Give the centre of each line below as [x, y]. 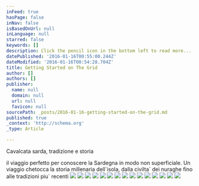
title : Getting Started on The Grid [52, 67]
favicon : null [29, 106]
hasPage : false [25, 17]
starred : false [25, 40]
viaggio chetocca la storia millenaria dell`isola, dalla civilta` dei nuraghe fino [99, 169]
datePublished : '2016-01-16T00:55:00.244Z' [61, 56]
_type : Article [25, 129]
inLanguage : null [28, 34]
